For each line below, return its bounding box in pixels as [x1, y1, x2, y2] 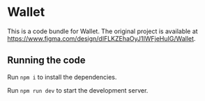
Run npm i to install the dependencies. [7, 73, 117, 81]
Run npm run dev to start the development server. [7, 86, 149, 94]
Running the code [7, 55, 86, 66]
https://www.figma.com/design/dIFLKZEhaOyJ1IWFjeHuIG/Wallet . [7, 34, 196, 42]
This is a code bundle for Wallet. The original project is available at [7, 27, 198, 35]
